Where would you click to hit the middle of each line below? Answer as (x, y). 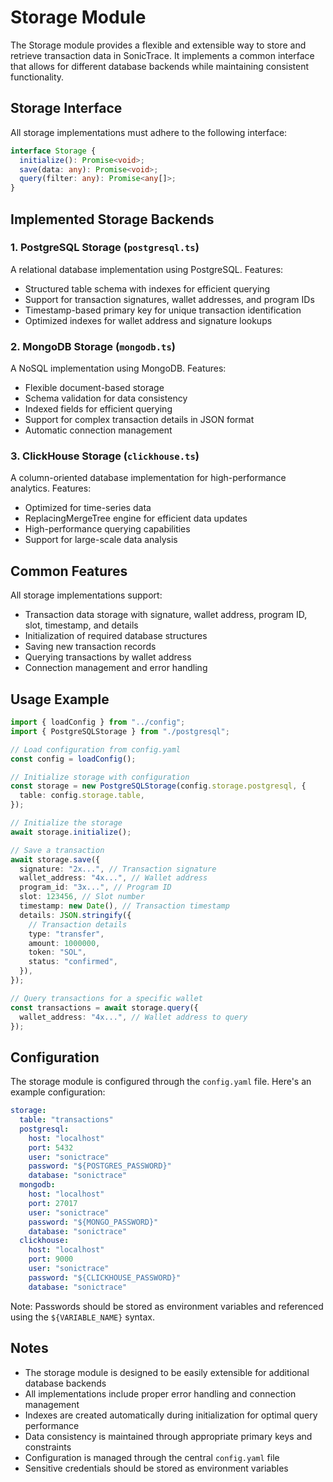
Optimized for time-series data (88, 508)
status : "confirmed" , (73, 962)
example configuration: (58, 1092)
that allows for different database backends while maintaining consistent (160, 66)
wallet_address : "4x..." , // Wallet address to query (133, 1017)
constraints (48, 1447)
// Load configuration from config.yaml (96, 749)
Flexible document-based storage (94, 388)
